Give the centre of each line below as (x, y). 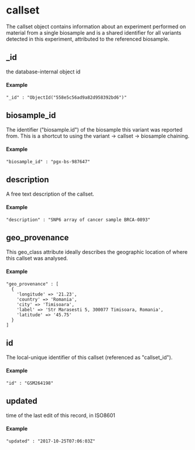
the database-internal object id (43, 72)
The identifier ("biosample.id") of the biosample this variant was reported (94, 129)
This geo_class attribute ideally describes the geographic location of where (97, 252)
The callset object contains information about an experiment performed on (96, 26)
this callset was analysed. (37, 258)
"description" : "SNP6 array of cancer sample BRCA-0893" (78, 220)
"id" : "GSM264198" (30, 383)
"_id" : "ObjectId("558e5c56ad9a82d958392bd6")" (66, 98)
